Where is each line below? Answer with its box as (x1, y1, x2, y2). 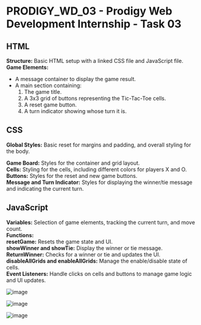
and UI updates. (6, 277, 47, 284)
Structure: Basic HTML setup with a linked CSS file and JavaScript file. (6, 57, 183, 64)
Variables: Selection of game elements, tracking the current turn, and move (6, 218, 196, 226)
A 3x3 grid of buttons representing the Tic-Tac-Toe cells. (24, 95, 166, 102)
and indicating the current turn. (6, 185, 84, 192)
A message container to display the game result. (15, 76, 136, 82)
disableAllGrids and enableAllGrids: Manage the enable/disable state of (6, 257, 188, 264)
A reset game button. (24, 101, 77, 108)
